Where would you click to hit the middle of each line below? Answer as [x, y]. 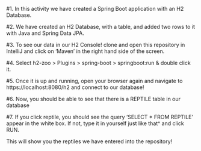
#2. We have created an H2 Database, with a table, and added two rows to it [101, 27]
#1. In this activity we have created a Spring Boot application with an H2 [95, 9]
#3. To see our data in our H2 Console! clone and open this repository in [96, 45]
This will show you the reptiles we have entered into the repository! [89, 141]
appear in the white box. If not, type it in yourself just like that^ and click [95, 123]
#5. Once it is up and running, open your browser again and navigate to [94, 81]
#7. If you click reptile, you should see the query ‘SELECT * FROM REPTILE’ [100, 117]
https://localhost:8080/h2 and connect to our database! [75, 87]
